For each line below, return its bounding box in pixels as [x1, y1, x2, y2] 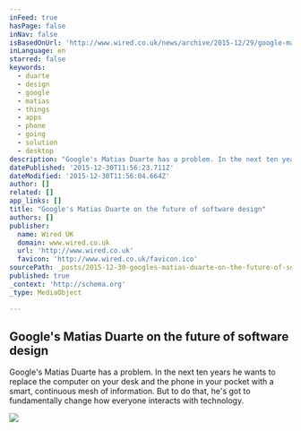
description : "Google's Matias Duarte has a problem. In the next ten [9, 154, 279, 164]
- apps [17, 113, 42, 122]
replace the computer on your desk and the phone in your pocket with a [9, 376, 275, 387]
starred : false [9, 55, 66, 64]
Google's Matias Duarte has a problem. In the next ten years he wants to [9, 366, 276, 377]
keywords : [9, 64, 47, 73]
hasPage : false [9, 22, 66, 30]
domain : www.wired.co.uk [17, 238, 110, 247]
